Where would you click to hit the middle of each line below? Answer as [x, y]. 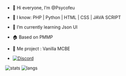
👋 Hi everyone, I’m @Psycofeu [43, 8]
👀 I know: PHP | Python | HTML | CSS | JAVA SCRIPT [66, 17]
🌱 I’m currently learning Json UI [45, 27]
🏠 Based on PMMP [33, 37]
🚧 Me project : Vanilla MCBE [41, 48]
